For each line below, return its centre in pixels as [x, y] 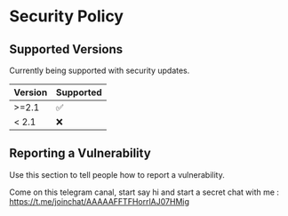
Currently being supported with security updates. [100, 70]
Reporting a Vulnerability [80, 153]
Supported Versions [66, 49]
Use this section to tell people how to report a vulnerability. [117, 174]
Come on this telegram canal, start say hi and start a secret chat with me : [144, 192]
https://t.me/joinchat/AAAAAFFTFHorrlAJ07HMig [99, 201]
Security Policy [67, 16]
